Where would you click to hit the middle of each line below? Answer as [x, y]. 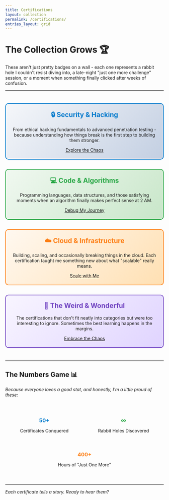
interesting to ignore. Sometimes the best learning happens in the [84, 323]
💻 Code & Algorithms [84, 180]
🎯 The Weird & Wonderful [84, 306]
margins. [84, 329]
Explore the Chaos [84, 150]
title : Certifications [29, 10]
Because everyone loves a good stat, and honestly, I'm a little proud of [79, 389]
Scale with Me [84, 276]
